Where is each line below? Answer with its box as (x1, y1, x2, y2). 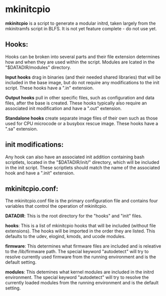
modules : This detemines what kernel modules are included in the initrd (5, 269, 154, 275)
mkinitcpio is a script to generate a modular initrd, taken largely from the (5, 20, 156, 26)
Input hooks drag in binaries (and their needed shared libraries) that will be (5, 74, 161, 80)
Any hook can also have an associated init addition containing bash (5, 154, 145, 160)
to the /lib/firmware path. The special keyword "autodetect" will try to (5, 249, 149, 255)
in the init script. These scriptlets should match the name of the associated (5, 164, 160, 170)
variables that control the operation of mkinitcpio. (5, 203, 108, 209)
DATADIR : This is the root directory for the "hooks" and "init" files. (5, 213, 142, 219)
